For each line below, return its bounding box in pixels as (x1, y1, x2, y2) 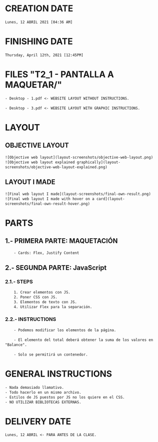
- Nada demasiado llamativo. (5, 385, 64, 390)
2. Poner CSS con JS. (14, 295, 57, 300)
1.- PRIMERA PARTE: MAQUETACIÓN (5, 237, 118, 245)
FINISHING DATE (5, 36, 73, 47)
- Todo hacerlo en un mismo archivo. (5, 390, 82, 395)
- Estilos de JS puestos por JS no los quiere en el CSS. (5, 395, 125, 400)
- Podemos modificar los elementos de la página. (14, 328, 117, 333)
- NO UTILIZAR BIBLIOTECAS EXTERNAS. (5, 400, 82, 404)
